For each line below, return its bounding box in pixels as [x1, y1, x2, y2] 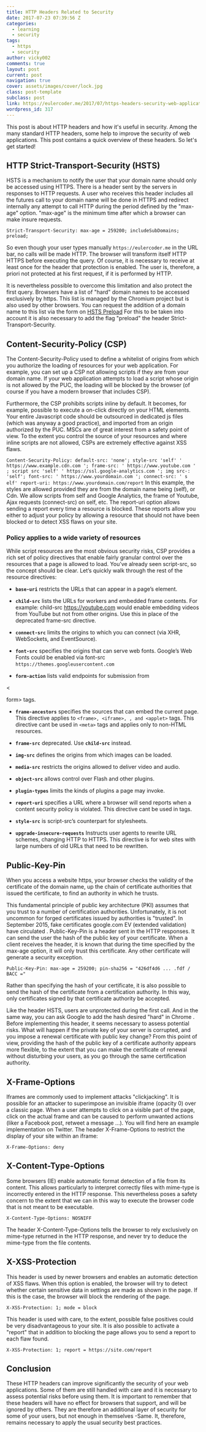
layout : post [6, 66, 40, 73]
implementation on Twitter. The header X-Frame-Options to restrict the [6, 1126, 185, 1133]
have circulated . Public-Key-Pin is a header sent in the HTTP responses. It [6, 927, 195, 935]
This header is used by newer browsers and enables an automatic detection [6, 1273, 198, 1280]
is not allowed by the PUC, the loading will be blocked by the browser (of [6, 382, 190, 389]
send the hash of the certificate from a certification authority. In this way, [6, 988, 191, 996]
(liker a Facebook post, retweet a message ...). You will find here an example [6, 1119, 199, 1127]
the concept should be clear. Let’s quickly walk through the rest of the [6, 567, 183, 575]
